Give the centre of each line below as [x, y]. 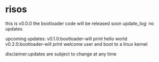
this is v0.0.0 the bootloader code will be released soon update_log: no [80, 23]
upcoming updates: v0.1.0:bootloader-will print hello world [66, 39]
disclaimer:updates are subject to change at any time [61, 54]
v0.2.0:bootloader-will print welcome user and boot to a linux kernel [76, 44]
